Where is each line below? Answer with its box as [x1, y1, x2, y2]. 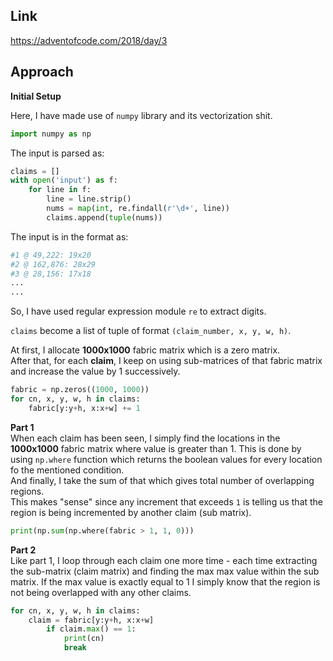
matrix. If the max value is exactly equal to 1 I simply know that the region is [10, 575, 321, 588]
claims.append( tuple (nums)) [46, 212, 163, 223]
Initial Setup [10, 90, 62, 102]
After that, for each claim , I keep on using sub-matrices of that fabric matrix [10, 355, 323, 367]
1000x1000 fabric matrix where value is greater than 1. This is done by [10, 442, 302, 454]
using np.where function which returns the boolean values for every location [10, 453, 323, 465]
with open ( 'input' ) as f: [10, 175, 118, 186]
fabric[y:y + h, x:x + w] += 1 [28, 403, 141, 413]
